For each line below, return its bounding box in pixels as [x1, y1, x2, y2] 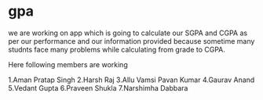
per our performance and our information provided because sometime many [8, 36, 255, 45]
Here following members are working [8, 59, 128, 69]
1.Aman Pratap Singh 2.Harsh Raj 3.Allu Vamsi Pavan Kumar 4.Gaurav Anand [8, 75, 255, 84]
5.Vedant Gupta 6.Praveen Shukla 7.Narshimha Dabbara [8, 83, 188, 92]
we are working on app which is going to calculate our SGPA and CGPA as [8, 28, 248, 37]
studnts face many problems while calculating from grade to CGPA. [8, 45, 226, 54]
